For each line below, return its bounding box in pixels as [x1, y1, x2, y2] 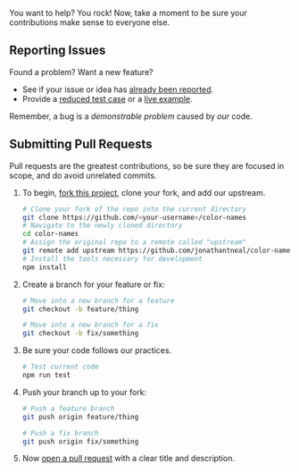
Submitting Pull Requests [9, 137, 154, 152]
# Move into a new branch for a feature [21, 296, 175, 305]
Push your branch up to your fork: [21, 386, 147, 397]
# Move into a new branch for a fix [21, 321, 159, 330]
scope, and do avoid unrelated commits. [9, 170, 157, 181]
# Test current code [21, 362, 99, 372]
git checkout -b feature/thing [21, 304, 139, 314]
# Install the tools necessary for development [21, 254, 203, 263]
